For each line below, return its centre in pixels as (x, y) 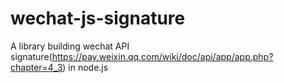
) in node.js (85, 67)
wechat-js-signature (98, 18)
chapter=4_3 (36, 67)
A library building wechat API (70, 46)
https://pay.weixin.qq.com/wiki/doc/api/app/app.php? (162, 56)
